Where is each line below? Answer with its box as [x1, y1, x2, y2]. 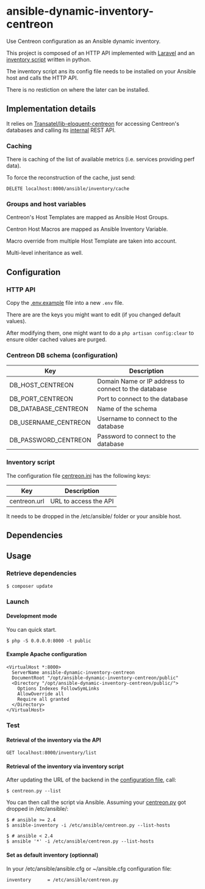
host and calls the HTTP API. [6, 74, 79, 81]
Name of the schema [97, 404, 157, 413]
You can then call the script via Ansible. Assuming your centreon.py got [6, 799, 186, 806]
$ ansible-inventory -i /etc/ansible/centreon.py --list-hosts [6, 822, 171, 829]
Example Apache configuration [6, 651, 87, 658]
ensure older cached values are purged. [6, 336, 107, 343]
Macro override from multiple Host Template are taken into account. [6, 237, 177, 245]
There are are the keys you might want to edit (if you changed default [6, 311, 181, 318]
